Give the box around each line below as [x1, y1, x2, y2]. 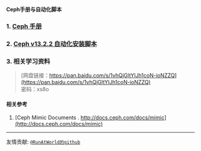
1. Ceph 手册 [6, 22, 42, 30]
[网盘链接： [20, 72, 50, 79]
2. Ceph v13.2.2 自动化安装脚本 [6, 39, 98, 48]
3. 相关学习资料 [6, 57, 51, 65]
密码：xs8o [20, 86, 49, 93]
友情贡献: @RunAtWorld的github [6, 138, 81, 146]
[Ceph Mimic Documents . [14, 114, 80, 121]
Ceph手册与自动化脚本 [6, 6, 62, 13]
